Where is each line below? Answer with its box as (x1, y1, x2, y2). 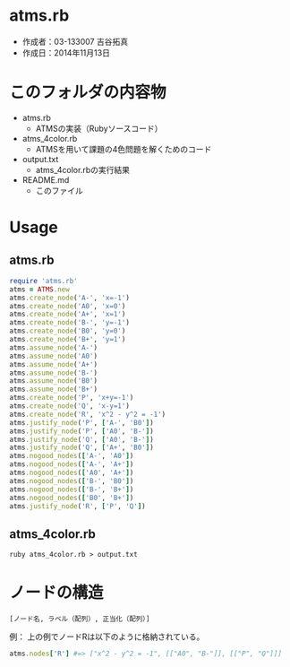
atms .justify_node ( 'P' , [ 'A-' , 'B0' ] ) (9, 418, 154, 427)
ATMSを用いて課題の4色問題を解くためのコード (35, 143, 212, 154)
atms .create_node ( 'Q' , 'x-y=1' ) (9, 402, 130, 411)
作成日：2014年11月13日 (21, 47, 110, 58)
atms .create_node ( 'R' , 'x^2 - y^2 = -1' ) (9, 410, 166, 419)
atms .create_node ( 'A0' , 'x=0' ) (9, 301, 126, 310)
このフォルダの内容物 (9, 82, 167, 103)
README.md (21, 174, 70, 185)
